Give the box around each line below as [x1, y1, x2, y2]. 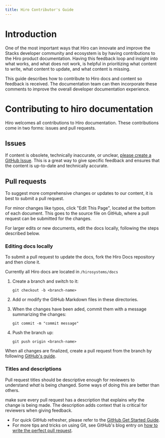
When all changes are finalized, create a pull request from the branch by [5, 348, 152, 354]
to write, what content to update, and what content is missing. [5, 66, 131, 72]
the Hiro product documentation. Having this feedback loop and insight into [5, 55, 158, 61]
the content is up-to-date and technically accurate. [5, 163, 109, 169]
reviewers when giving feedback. [5, 407, 73, 413]
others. [5, 387, 20, 393]
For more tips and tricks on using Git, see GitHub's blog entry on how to [12, 422, 158, 428]
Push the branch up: [12, 330, 54, 336]
